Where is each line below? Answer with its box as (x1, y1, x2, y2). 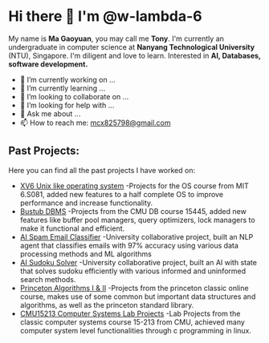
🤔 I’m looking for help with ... (19, 100, 115, 110)
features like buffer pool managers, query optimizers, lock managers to (19, 215, 255, 224)
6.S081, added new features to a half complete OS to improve (19, 189, 223, 199)
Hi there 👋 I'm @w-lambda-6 (8, 7, 202, 26)
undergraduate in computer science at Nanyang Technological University (8, 42, 255, 51)
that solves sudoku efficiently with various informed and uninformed (19, 266, 247, 276)
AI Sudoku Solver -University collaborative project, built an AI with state (19, 257, 257, 267)
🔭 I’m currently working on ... (19, 75, 116, 84)
